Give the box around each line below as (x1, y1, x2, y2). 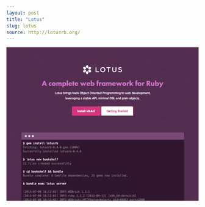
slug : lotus (6, 23, 37, 29)
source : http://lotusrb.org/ (6, 29, 81, 35)
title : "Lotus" (6, 16, 45, 23)
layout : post (6, 10, 40, 16)
